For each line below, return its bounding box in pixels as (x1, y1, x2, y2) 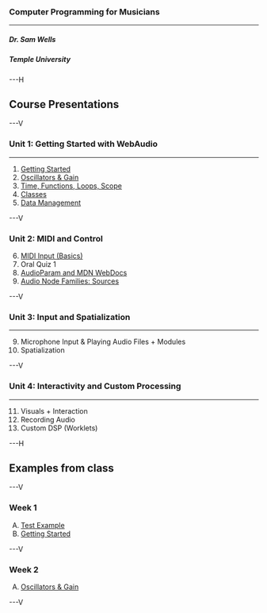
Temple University (9, 55, 71, 64)
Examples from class (9, 461, 114, 475)
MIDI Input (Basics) (20, 251, 83, 260)
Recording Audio (20, 414, 76, 424)
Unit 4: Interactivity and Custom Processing (9, 380, 181, 391)
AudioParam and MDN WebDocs (20, 268, 128, 278)
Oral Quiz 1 (20, 260, 56, 269)
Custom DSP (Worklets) (20, 423, 98, 433)
